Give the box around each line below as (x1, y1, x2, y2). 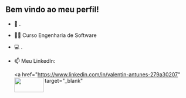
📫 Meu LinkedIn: (13, 57, 56, 64)
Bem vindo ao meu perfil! (5, 5, 99, 15)
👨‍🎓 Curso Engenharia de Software (13, 32, 97, 39)
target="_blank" (44, 77, 83, 84)
